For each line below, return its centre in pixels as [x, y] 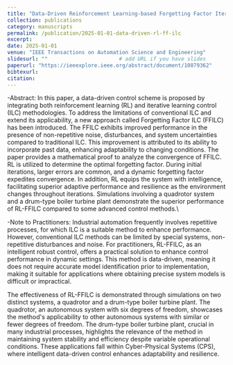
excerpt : [20, 40]
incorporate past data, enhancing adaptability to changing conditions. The [113, 149]
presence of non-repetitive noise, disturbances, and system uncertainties [112, 135]
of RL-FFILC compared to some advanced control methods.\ [93, 209]
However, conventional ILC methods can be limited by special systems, [109, 237]
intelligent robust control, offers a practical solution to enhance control [108, 252]
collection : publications [44, 20]
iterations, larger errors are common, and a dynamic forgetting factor [106, 172]
